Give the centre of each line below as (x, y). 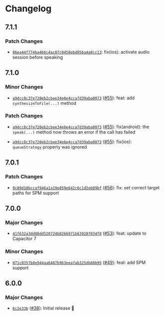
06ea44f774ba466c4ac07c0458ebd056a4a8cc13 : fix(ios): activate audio (81, 52)
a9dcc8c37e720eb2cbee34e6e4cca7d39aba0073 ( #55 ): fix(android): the (81, 127)
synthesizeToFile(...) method (44, 103)
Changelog (28, 9)
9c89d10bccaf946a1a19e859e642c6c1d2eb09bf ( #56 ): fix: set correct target (86, 187)
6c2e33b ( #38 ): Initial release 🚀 (43, 308)
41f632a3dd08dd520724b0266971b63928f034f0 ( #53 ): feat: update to (79, 234)
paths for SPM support (36, 193)
